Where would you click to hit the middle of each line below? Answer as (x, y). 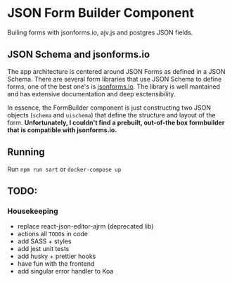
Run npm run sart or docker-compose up (64, 169)
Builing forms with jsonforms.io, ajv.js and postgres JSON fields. (100, 32)
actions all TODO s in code (52, 234)
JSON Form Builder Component (101, 13)
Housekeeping (33, 211)
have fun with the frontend (56, 264)
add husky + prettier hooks (57, 256)
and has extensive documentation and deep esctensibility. (91, 94)
